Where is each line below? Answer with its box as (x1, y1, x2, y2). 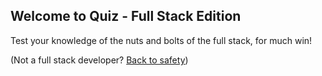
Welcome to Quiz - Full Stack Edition (10, 8, 242, 25)
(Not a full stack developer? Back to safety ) (10, 54, 189, 66)
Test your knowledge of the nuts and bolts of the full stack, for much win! (10, 34, 313, 46)
